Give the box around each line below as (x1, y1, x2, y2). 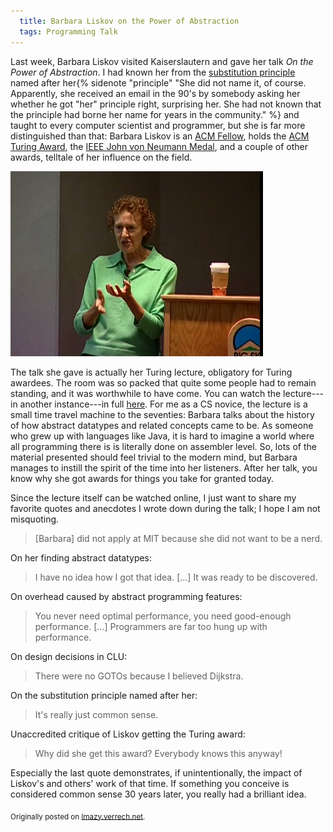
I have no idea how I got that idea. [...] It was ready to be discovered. (34, 571, 318, 583)
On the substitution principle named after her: (10, 689, 198, 701)
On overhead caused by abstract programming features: (10, 590, 243, 602)
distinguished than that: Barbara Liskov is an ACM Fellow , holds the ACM (10, 130, 310, 142)
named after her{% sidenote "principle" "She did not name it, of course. (10, 76, 307, 89)
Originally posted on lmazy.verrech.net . (10, 811, 146, 822)
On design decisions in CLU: (10, 650, 128, 662)
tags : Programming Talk (19, 26, 118, 37)
